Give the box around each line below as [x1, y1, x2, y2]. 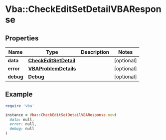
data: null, [9, 117, 35, 122]
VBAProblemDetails [28, 65, 76, 72]
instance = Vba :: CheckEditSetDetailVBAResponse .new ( [5, 112, 117, 118]
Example [5, 90, 33, 99]
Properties [5, 34, 39, 42]
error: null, [9, 122, 37, 127]
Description [81, 49, 110, 55]
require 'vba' [5, 103, 35, 108]
